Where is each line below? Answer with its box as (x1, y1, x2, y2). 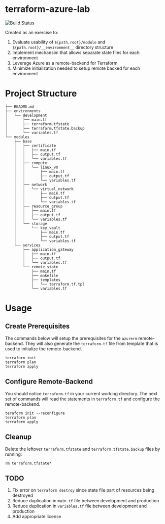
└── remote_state (23, 264, 58, 269)
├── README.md (5, 104, 34, 109)
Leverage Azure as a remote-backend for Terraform (12, 60, 118, 66)
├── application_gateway (23, 247, 74, 252)
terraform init (5, 355, 36, 360)
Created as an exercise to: (5, 29, 58, 35)
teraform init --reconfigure (5, 411, 65, 416)
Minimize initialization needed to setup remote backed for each (12, 65, 140, 71)
